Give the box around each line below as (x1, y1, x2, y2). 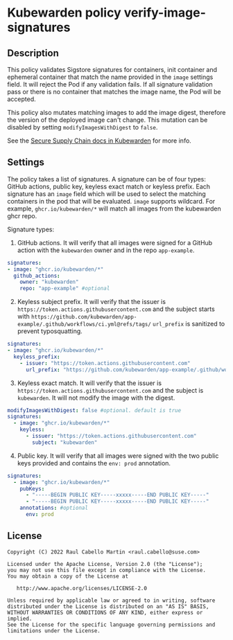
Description (7, 47, 59, 59)
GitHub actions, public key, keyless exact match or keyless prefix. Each (7, 182, 210, 190)
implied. (7, 615, 33, 622)
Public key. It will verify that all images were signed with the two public (17, 452, 219, 460)
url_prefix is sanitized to (152, 320, 225, 328)
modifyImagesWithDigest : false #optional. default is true (7, 407, 182, 414)
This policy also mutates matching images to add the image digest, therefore (7, 109, 227, 116)
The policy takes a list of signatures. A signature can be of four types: (7, 175, 206, 183)
